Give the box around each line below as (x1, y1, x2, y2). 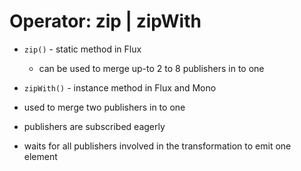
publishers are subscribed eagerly (23, 120, 166, 132)
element (23, 150, 58, 162)
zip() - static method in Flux (23, 43, 142, 55)
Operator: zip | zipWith (9, 10, 202, 33)
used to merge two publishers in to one (23, 101, 186, 113)
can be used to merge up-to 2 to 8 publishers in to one (38, 62, 265, 74)
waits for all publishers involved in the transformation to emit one (23, 140, 292, 152)
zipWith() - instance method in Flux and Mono (23, 81, 217, 94)
